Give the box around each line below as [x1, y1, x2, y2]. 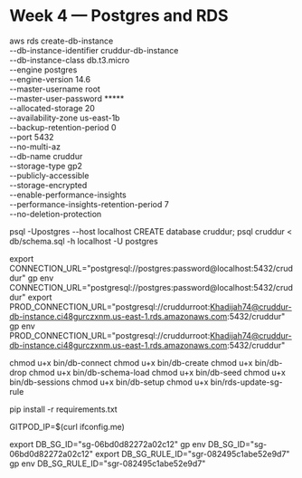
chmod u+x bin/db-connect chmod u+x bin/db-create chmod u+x [9, 357, 253, 368]
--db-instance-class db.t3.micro [9, 54, 130, 65]
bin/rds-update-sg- [210, 377, 283, 387]
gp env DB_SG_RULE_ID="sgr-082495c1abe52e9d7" [9, 458, 206, 469]
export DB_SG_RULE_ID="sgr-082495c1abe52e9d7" [94, 448, 290, 459]
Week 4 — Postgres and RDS [9, 5, 229, 26]
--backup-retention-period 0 [9, 121, 117, 132]
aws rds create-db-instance [9, 35, 114, 46]
